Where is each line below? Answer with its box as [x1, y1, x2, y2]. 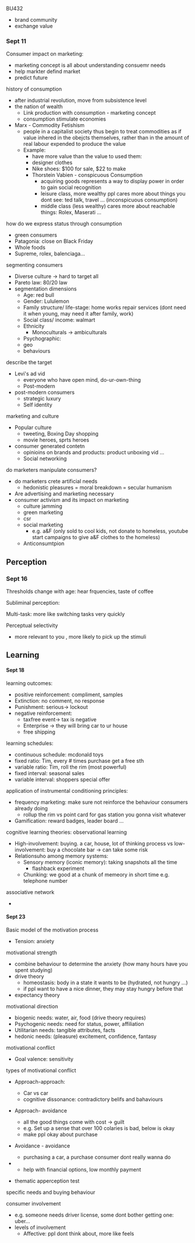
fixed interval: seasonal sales [14, 769, 85, 776]
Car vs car [23, 1089, 48, 1097]
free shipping [23, 728, 55, 735]
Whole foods [14, 244, 46, 251]
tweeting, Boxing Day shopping [23, 430, 99, 437]
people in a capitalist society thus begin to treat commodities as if [23, 128, 182, 135]
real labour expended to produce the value [23, 141, 126, 148]
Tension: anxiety [14, 937, 54, 944]
